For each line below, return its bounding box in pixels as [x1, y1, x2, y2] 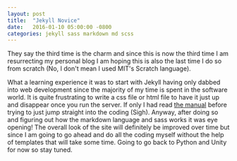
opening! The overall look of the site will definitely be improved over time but [7, 123, 230, 131]
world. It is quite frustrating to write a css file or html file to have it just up [7, 93, 220, 102]
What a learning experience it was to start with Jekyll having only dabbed [7, 78, 221, 87]
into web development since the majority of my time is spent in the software [7, 85, 228, 94]
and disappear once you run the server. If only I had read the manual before [7, 100, 228, 109]
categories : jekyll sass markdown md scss [7, 30, 134, 37]
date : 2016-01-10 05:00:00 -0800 [7, 23, 112, 30]
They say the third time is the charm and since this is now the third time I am [7, 49, 229, 58]
